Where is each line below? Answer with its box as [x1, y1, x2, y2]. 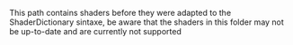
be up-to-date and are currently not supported [9, 26, 182, 36]
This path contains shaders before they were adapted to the [9, 8, 232, 18]
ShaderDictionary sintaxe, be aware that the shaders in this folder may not [9, 17, 285, 27]
